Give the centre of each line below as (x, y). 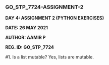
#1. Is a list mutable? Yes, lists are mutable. (50, 57)
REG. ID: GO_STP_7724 (30, 47)
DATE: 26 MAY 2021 (26, 28)
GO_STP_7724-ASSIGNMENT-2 (44, 7)
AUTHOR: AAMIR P (25, 38)
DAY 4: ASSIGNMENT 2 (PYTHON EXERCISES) (55, 18)
